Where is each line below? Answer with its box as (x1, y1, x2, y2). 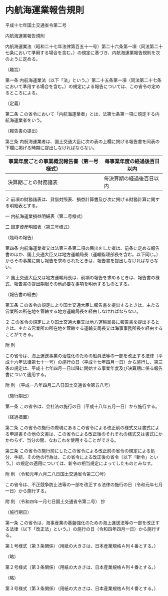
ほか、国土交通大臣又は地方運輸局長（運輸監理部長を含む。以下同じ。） (13, 251, 161, 257)
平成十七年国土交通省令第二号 (5, 22, 66, 28)
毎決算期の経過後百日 (103, 175, 154, 182)
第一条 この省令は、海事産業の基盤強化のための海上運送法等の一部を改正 (5, 519, 155, 525)
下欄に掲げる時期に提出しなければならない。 (5, 145, 97, 151)
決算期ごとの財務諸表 (7, 179, 58, 186)
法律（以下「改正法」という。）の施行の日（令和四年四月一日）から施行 (9, 526, 156, 532)
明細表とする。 (9, 202, 40, 208)
